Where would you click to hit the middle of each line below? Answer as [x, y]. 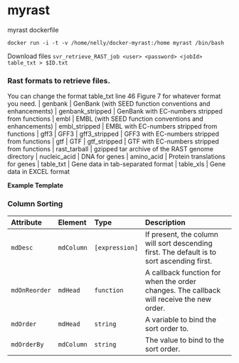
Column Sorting [35, 204]
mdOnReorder [31, 290]
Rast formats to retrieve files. [59, 80]
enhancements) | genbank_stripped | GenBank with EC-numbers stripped [115, 112]
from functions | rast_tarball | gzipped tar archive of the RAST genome [110, 149]
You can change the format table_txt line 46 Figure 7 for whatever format [114, 96]
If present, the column [182, 234]
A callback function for [183, 272]
